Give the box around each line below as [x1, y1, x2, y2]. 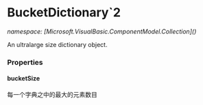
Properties [7, 57, 43, 67]
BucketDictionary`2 [7, 5, 121, 20]
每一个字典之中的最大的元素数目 [7, 91, 97, 99]
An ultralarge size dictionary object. [7, 40, 108, 48]
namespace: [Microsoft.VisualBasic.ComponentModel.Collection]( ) [7, 27, 197, 35]
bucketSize [7, 74, 40, 82]
